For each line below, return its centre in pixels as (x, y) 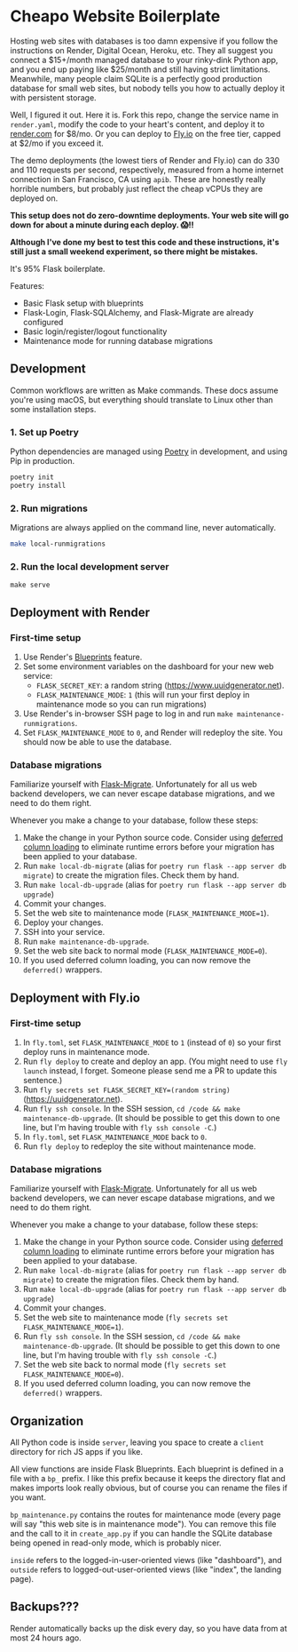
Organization (47, 1421)
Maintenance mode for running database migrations (118, 340)
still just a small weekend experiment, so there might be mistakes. (134, 251)
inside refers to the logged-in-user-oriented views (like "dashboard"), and (146, 1560)
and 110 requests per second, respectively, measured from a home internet (147, 170)
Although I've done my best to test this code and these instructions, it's (145, 242)
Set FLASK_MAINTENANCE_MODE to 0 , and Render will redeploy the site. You (153, 732)
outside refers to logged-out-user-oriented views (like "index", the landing (146, 1569)
